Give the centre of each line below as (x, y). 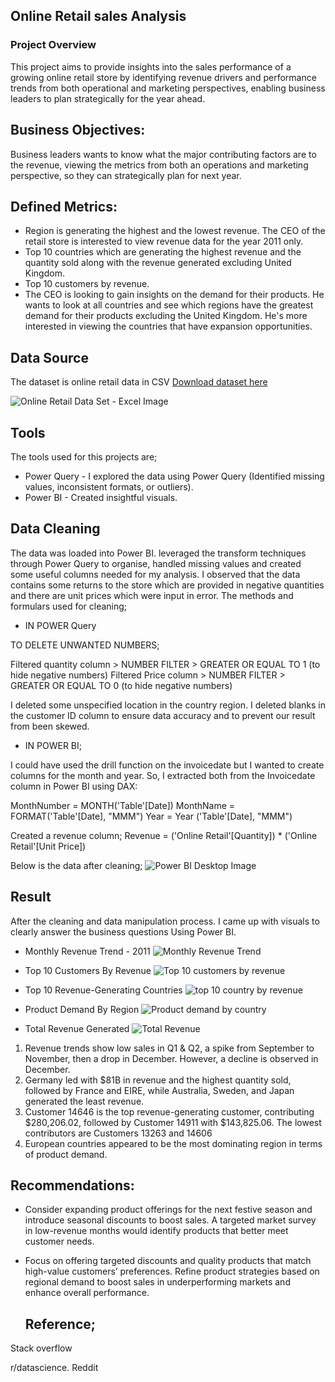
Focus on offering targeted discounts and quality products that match (168, 1261)
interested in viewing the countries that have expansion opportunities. (168, 326)
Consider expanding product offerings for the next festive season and (168, 1210)
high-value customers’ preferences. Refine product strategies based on (172, 1271)
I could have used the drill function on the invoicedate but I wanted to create (167, 765)
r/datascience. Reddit (54, 1368)
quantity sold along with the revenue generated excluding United (158, 263)
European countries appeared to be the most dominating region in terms (173, 1143)
